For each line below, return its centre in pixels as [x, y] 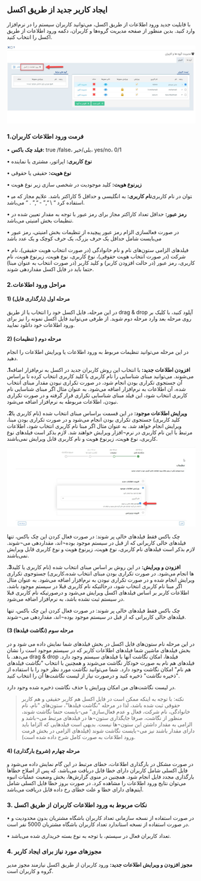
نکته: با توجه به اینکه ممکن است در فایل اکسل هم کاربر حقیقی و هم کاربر [103, 699]
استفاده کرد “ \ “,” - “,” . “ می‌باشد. [46, 202]
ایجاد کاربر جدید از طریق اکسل [57, 10]
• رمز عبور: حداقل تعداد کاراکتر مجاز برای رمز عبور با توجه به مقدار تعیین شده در [97, 214]
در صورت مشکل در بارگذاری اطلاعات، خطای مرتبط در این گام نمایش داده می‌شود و [100, 764]
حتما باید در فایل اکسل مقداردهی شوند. [51, 269]
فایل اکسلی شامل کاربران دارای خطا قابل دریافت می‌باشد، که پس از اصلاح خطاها [97, 771]
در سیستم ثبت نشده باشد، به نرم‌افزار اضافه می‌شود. [66, 599]
